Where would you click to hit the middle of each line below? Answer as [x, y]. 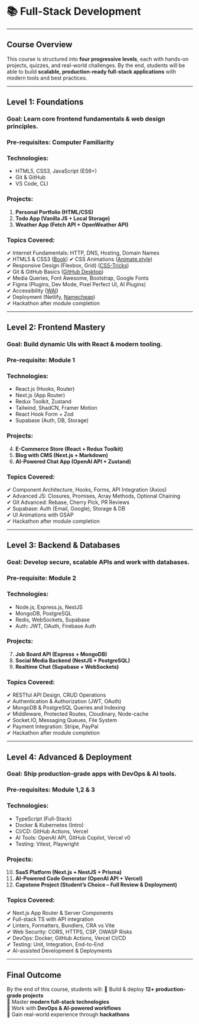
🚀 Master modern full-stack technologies [58, 1002]
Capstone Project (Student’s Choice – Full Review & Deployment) [96, 885]
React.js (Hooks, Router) [45, 389]
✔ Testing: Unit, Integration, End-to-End [55, 945]
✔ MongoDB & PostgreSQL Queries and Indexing [66, 708]
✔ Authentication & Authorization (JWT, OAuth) [64, 701]
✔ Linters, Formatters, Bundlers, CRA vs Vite [61, 926]
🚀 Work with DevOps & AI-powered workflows [64, 1008]
